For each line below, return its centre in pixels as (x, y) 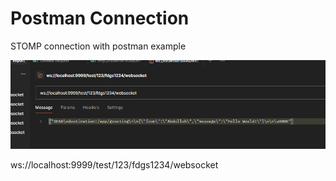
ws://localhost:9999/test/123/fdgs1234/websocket (114, 164)
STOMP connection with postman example (98, 46)
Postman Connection (100, 18)
